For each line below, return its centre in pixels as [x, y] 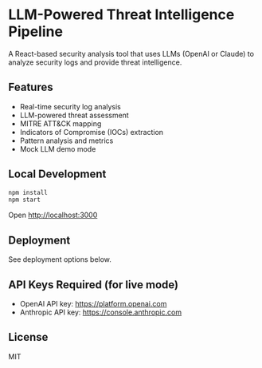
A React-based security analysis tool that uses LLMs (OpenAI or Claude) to [131, 53]
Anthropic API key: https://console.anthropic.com [100, 312]
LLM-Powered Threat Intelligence [121, 15]
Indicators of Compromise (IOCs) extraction [92, 132]
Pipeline [36, 32]
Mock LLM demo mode [58, 148]
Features [31, 87]
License [28, 337]
